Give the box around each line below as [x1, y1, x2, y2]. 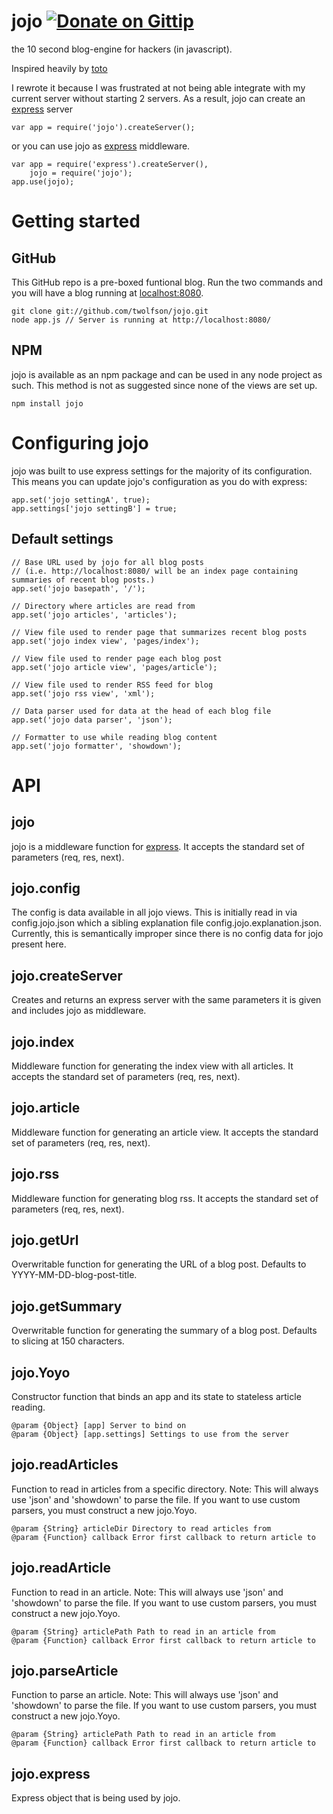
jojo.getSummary [11, 1298, 123, 1315]
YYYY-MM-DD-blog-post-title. [11, 1269, 138, 1281]
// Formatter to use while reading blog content [11, 732, 218, 742]
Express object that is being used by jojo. [11, 1792, 181, 1804]
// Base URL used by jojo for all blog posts [11, 557, 204, 567]
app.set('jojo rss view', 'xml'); [11, 688, 156, 699]
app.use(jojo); [11, 176, 75, 187]
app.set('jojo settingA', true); [11, 495, 151, 505]
